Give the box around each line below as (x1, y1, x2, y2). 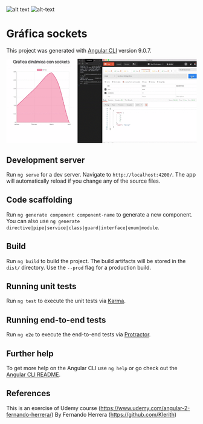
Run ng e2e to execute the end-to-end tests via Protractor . (6, 331, 151, 338)
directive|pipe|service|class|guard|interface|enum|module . (6, 224, 159, 231)
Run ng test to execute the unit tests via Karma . (6, 297, 126, 305)
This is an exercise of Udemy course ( (6, 404, 101, 411)
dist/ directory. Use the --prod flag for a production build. (6, 264, 151, 271)
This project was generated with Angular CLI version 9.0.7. (6, 47, 152, 54)
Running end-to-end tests (6, 315, 106, 325)
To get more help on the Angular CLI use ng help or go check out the (6, 365, 178, 372)
